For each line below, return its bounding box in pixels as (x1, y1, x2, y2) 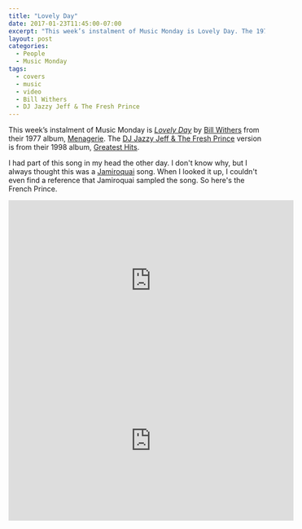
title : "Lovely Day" (8, 11, 79, 20)
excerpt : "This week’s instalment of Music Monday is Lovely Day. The (8, 27, 253, 35)
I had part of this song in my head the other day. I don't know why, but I (8, 158, 248, 168)
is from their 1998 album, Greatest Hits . (8, 142, 140, 152)
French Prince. (8, 184, 58, 194)
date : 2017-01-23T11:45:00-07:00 (8, 20, 122, 28)
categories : (8, 42, 49, 50)
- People (15, 50, 46, 58)
